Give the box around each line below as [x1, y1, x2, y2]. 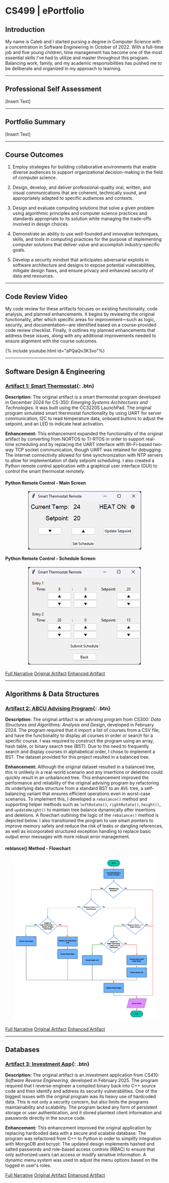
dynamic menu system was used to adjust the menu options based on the [5, 1157, 158, 1163]
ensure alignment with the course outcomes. [5, 338, 98, 344]
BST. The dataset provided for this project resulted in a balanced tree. [5, 754, 150, 760]
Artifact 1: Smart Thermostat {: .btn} [5, 382, 95, 389]
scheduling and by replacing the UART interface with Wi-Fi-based [15, 441, 152, 447]
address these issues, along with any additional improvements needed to [5, 333, 156, 339]
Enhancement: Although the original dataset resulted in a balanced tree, [5, 764, 155, 770]
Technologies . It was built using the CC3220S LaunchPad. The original [5, 405, 152, 411]
